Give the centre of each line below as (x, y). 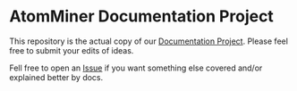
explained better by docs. (56, 77)
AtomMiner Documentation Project (142, 17)
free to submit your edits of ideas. (72, 50)
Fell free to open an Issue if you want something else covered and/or (136, 68)
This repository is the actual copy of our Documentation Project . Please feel (149, 41)
